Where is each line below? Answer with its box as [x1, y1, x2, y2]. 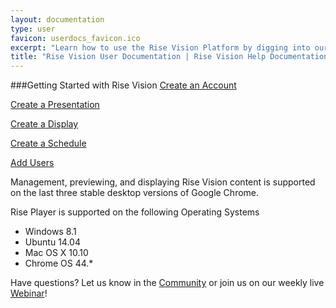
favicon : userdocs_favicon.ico [10, 33, 141, 43]
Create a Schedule [10, 137, 87, 150]
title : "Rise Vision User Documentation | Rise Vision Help [10, 52, 267, 62]
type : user [10, 24, 56, 34]
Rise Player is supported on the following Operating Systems [10, 206, 260, 218]
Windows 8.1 [24, 226, 77, 238]
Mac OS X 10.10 [24, 247, 89, 259]
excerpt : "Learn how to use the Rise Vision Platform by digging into [10, 42, 311, 53]
